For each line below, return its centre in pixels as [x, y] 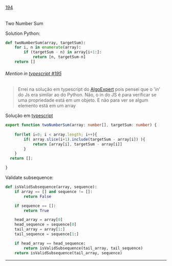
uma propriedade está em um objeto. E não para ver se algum [83, 100]
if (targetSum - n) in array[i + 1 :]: [63, 52]
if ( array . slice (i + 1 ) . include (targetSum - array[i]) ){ [84, 139]
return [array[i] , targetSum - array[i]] [78, 144]
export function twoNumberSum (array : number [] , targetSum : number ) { [81, 125]
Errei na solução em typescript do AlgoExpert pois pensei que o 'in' [89, 89]
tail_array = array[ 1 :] [40, 230]
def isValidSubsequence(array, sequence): [51, 187]
